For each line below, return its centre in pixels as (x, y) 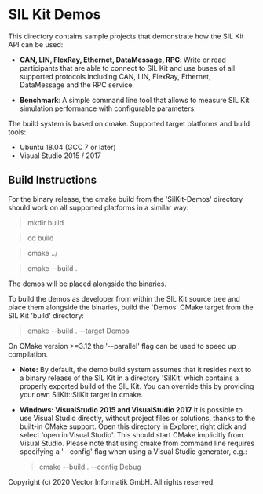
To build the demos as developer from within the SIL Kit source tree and (124, 298)
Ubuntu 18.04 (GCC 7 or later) (68, 147)
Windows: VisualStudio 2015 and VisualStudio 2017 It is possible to (131, 409)
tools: (17, 132)
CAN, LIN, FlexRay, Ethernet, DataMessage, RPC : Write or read (122, 60)
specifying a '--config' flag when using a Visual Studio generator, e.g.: (133, 451)
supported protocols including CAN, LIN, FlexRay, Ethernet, (115, 76)
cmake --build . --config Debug (90, 467)
